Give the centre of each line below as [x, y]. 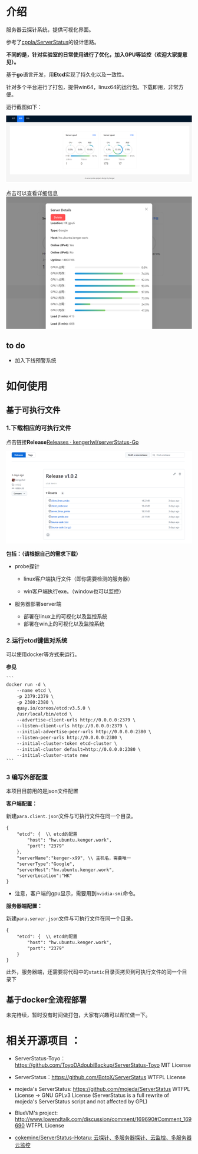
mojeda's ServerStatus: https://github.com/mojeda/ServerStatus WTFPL [102, 1089]
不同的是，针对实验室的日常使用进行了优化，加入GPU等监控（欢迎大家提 [94, 54]
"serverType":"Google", [46, 864]
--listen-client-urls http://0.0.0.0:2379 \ [72, 726]
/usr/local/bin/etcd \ [44, 714]
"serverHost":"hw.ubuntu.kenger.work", [66, 870]
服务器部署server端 [38, 604]
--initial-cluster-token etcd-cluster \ [67, 743]
